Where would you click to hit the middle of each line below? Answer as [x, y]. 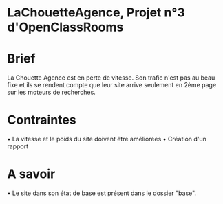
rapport [18, 146]
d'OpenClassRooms [65, 27]
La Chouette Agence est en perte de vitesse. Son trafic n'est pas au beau [111, 78]
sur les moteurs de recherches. [52, 92]
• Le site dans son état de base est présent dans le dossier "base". [102, 193]
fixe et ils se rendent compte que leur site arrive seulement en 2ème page [112, 85]
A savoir [31, 174]
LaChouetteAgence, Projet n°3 [96, 13]
